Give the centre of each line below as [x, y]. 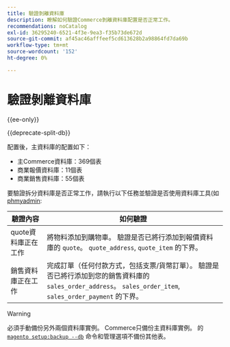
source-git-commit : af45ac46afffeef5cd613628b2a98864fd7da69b [98, 39]
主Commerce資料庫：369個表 [59, 161]
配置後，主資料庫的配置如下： [49, 146]
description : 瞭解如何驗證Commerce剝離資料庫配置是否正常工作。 [90, 20]
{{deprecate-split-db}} [39, 132]
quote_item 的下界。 [170, 247]
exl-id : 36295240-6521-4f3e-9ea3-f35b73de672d [75, 33]
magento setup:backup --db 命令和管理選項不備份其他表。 [88, 336]
